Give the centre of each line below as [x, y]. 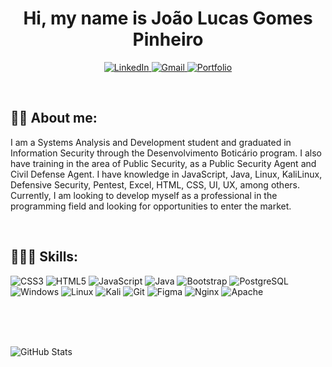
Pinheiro [168, 39]
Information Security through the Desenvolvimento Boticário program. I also [166, 153]
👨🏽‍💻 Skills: [44, 257]
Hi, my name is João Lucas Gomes [168, 18]
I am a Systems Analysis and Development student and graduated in [151, 142]
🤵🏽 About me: [54, 118]
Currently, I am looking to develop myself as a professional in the [144, 195]
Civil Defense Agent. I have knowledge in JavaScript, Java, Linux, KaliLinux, [166, 174]
